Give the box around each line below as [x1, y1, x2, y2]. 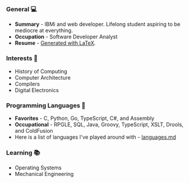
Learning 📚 [6, 148, 40, 156]
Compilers [14, 80, 40, 87]
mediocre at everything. [14, 27, 73, 34]
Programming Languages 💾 [6, 101, 86, 109]
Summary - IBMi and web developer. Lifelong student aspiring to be [14, 21, 181, 28]
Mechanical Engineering [14, 171, 74, 178]
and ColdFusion [14, 127, 53, 134]
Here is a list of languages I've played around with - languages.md [14, 133, 176, 140]
